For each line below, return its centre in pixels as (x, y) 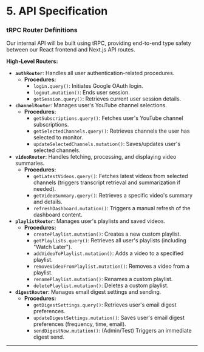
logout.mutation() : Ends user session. (82, 93)
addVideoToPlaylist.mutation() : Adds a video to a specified (108, 253)
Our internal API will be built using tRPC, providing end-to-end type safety (99, 43)
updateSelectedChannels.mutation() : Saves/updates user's (107, 144)
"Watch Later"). (53, 247)
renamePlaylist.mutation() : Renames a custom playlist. (103, 279)
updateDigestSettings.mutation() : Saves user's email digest (109, 318)
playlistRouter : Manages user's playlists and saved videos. (90, 221)
